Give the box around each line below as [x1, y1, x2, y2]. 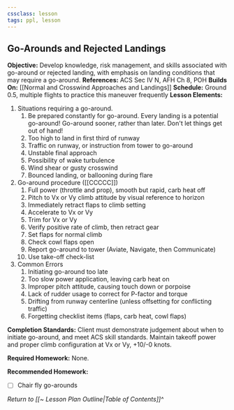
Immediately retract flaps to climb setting [27, 200, 146, 210]
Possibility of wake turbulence [27, 156, 115, 165]
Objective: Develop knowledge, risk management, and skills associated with [7, 61, 227, 70]
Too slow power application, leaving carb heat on [27, 275, 170, 284]
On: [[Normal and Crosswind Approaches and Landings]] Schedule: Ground [7, 83, 227, 91]
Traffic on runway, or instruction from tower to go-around [27, 141, 193, 150]
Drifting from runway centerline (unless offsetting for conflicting [27, 298, 212, 306]
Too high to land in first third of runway [27, 134, 140, 142]
